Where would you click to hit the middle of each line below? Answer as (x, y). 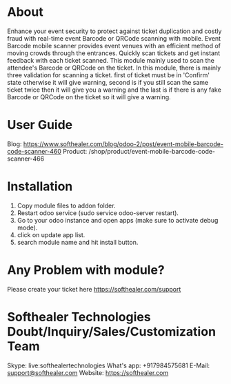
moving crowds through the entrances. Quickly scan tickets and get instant (114, 53)
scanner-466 (26, 159)
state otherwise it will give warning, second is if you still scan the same (108, 82)
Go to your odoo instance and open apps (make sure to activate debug (118, 220)
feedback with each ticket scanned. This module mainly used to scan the (111, 60)
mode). (27, 228)
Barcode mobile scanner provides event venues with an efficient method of (114, 46)
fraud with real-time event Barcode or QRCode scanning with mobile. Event (114, 38)
